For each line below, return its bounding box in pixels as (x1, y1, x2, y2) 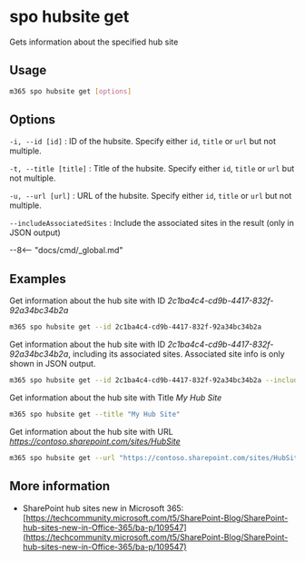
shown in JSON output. (9, 359, 96, 369)
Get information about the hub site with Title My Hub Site (9, 392, 222, 403)
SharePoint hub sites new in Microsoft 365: (22, 502, 184, 514)
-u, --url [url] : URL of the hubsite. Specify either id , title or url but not (9, 191, 292, 202)
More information (9, 478, 111, 494)
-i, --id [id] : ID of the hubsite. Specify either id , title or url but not (9, 136, 277, 147)
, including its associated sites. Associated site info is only (67, 349, 285, 359)
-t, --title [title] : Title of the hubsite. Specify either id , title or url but (9, 163, 295, 174)
